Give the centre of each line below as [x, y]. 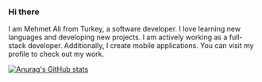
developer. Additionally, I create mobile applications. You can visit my [141, 46]
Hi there [24, 12]
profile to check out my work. [56, 54]
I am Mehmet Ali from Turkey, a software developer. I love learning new [124, 29]
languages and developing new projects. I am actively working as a [118, 37]
